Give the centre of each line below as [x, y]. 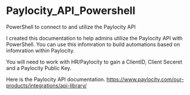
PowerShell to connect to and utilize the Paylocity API [71, 27]
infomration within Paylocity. [40, 50]
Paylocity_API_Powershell [71, 11]
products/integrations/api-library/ [46, 85]
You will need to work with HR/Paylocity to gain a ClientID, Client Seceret [94, 62]
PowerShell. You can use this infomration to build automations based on [93, 44]
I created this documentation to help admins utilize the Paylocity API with [94, 38]
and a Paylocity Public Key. [39, 68]
